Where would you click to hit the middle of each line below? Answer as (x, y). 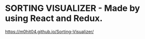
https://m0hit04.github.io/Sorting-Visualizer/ (49, 31)
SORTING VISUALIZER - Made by (72, 8)
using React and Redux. (54, 18)
